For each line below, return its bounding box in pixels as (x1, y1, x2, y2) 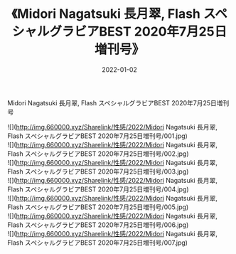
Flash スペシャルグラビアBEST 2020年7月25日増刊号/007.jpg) (7, 238, 188, 247)
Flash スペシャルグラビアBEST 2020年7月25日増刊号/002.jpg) (7, 149, 190, 158)
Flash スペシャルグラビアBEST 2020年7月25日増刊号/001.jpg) (7, 132, 188, 140)
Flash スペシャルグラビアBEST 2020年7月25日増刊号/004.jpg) (7, 185, 190, 194)
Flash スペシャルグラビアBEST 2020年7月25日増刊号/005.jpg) (7, 203, 189, 211)
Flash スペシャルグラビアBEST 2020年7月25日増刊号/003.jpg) (7, 167, 189, 176)
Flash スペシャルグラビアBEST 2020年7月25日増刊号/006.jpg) (7, 221, 189, 229)
